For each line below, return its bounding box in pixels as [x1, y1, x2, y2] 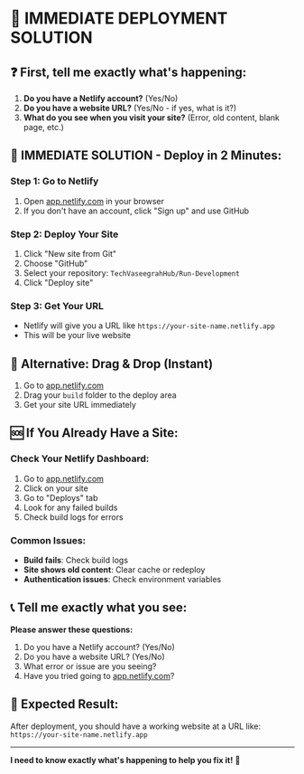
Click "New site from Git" [23, 248, 116, 259]
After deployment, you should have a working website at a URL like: [10, 721, 262, 732]
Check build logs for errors [23, 511, 124, 523]
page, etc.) [23, 122, 64, 132]
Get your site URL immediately [23, 400, 136, 411]
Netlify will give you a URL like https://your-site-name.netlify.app [23, 320, 276, 331]
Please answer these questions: [10, 624, 134, 635]
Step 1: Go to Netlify [10, 175, 99, 188]
